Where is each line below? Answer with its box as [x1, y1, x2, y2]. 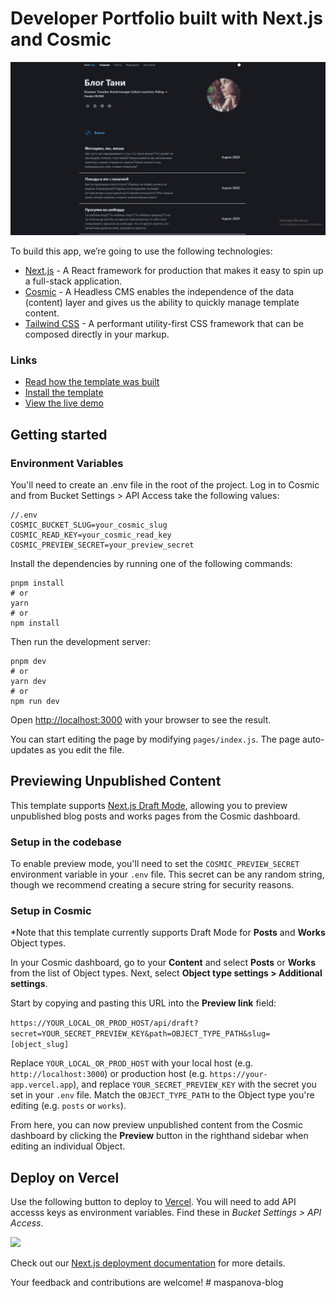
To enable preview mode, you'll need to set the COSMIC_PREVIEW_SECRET [10, 858, 300, 870]
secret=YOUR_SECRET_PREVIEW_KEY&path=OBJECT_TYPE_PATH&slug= [10, 1029, 271, 1039]
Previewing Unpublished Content [10, 773, 222, 790]
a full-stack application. [24, 275, 123, 287]
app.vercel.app [10, 1080, 74, 1091]
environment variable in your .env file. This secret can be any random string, [10, 868, 325, 881]
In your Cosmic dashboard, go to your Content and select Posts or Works [10, 957, 317, 969]
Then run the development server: [10, 636, 152, 648]
